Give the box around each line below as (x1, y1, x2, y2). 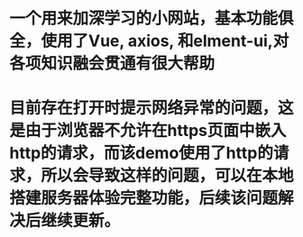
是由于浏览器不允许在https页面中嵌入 (9, 121, 287, 141)
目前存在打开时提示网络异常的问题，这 (9, 98, 295, 118)
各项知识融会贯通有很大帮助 (9, 53, 216, 74)
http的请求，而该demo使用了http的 (9, 143, 273, 163)
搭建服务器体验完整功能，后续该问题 (9, 188, 279, 208)
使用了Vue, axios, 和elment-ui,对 (41, 31, 289, 51)
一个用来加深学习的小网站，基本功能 (9, 8, 279, 29)
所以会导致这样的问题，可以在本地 (41, 166, 295, 186)
